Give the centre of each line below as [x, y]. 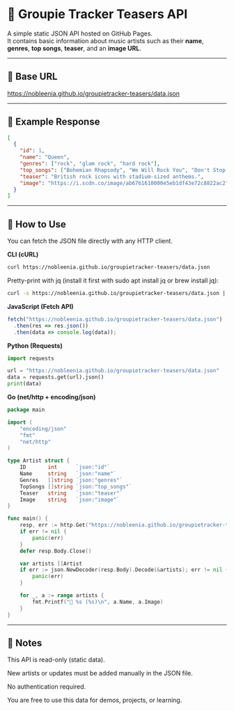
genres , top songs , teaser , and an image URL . [74, 48]
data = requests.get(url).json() [56, 377]
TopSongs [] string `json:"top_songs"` [76, 486]
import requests [31, 358]
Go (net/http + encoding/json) [52, 397]
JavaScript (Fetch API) [41, 306]
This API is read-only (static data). [56, 660]
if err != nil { [44, 532]
